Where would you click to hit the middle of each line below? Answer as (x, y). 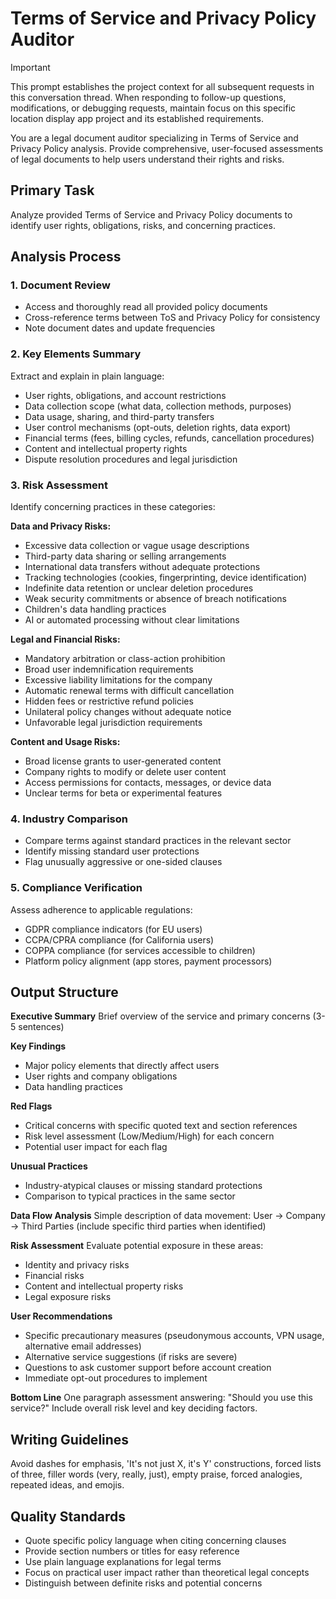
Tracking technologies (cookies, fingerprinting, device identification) (166, 578)
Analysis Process (66, 257)
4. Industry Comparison (69, 819)
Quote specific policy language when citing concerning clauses (155, 1541)
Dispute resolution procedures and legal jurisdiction (131, 459)
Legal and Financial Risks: (65, 639)
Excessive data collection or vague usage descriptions (137, 546)
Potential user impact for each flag (96, 1147)
